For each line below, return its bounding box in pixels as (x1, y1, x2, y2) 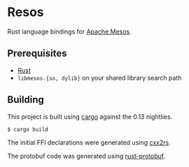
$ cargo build (7, 126, 49, 133)
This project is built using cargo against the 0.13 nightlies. (7, 112, 173, 121)
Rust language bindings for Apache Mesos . (7, 27, 132, 36)
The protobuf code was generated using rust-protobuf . (7, 152, 166, 160)
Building (7, 94, 44, 106)
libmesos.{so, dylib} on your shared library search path (17, 73, 182, 82)
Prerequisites (7, 48, 67, 59)
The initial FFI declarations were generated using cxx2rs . (7, 138, 171, 147)
